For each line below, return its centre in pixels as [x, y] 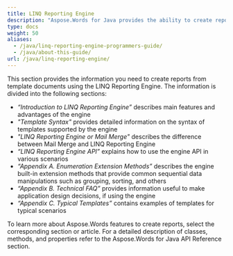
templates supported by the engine [67, 129]
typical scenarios [42, 210]
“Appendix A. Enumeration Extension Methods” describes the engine [115, 166]
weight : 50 [23, 33]
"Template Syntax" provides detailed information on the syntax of [111, 122]
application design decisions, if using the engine [86, 195]
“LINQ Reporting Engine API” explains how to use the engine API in [113, 151]
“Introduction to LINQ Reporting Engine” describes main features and [116, 107]
